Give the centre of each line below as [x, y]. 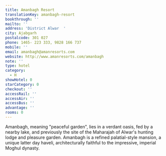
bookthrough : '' [22, 19]
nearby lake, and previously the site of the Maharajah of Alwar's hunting [79, 132]
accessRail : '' [21, 94]
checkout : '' [19, 89]
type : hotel [17, 66]
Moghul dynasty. [22, 148]
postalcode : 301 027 [27, 38]
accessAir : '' [20, 98]
